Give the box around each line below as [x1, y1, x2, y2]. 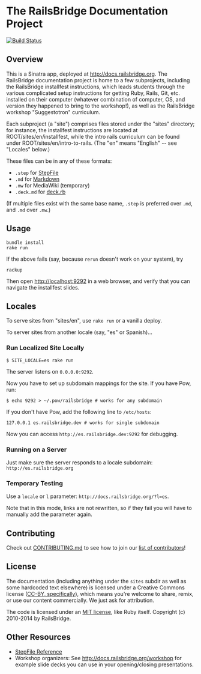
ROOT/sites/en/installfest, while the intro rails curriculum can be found [6, 133, 180, 140]
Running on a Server [6, 445, 67, 454]
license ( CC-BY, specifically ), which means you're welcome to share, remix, [6, 590, 194, 597]
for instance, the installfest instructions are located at [6, 126, 138, 133]
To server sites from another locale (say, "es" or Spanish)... [6, 329, 153, 336]
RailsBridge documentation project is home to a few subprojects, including [6, 76, 190, 83]
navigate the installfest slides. [6, 284, 80, 291]
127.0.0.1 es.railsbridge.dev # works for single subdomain [6, 419, 160, 426]
